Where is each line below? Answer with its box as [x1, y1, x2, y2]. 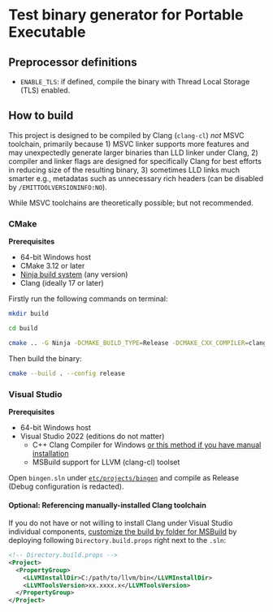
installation [32, 448, 69, 458]
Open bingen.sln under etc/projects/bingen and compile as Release [8, 472, 240, 482]
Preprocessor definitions [8, 55, 137, 69]
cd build [8, 324, 38, 332]
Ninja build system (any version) [19, 269, 128, 279]
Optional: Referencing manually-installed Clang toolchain [8, 500, 207, 510]
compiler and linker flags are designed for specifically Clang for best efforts [8, 156, 262, 166]
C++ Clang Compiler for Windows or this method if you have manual [32, 440, 262, 450]
